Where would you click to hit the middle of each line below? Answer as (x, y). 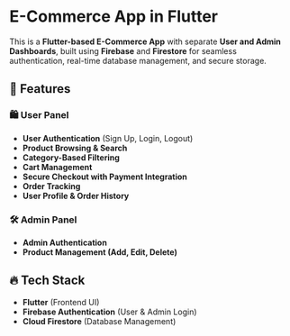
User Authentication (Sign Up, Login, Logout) (108, 138)
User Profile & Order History (76, 195)
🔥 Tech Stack (47, 281)
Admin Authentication (65, 242)
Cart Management (57, 167)
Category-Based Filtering (71, 157)
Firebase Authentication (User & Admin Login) (109, 312)
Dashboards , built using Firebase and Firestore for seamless (123, 50)
